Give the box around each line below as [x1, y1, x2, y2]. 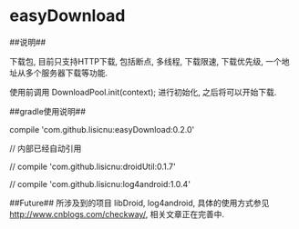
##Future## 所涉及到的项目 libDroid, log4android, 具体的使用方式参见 [9, 197, 270, 208]
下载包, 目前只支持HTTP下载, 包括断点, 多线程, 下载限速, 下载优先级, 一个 [9, 55, 283, 66]
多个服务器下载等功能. [25, 67, 108, 78]
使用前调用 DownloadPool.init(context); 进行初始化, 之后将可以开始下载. [9, 86, 277, 97]
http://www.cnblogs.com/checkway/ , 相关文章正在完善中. [9, 208, 225, 219]
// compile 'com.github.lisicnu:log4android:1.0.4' [9, 178, 191, 189]
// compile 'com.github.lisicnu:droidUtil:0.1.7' [9, 161, 176, 172]
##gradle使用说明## [9, 105, 87, 116]
